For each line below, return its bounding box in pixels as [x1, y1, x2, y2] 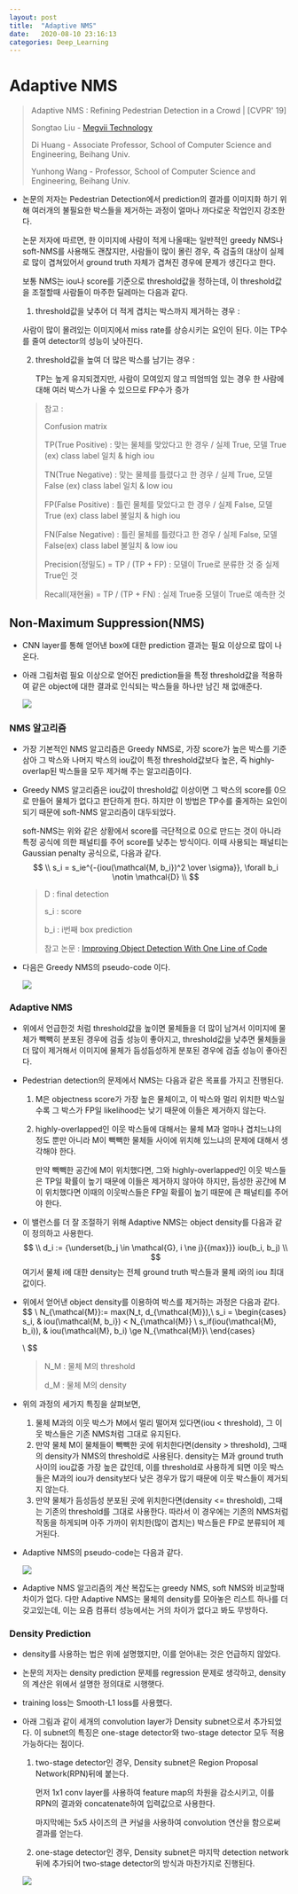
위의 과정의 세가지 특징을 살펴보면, [21, 1398, 141, 1409]
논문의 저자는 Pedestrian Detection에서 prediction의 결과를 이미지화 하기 [21, 194, 278, 205]
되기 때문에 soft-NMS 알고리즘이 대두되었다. [21, 807, 176, 818]
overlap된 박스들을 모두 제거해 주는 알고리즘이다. [21, 766, 192, 777]
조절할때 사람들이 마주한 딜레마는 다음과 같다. [31, 287, 188, 298]
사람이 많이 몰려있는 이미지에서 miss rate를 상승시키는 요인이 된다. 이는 [21, 325, 269, 335]
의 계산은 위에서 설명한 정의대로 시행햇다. [21, 1678, 165, 1689]
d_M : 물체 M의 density [43, 1380, 127, 1390]
